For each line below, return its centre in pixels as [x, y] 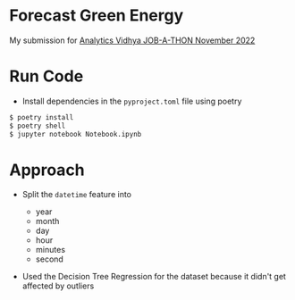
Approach [47, 170]
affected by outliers [58, 286]
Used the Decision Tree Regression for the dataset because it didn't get [154, 277]
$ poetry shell [38, 126]
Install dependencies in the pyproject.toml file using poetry [132, 101]
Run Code [46, 76]
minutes [50, 250]
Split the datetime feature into [77, 195]
